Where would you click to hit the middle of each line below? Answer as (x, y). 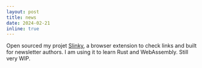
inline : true (23, 29)
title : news (21, 17)
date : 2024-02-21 (28, 23)
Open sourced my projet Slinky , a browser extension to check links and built (102, 46)
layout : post (23, 12)
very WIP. (19, 58)
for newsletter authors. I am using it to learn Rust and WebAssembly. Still (97, 52)
